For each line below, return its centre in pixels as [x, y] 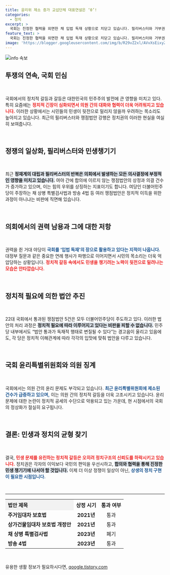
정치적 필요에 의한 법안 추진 [45, 296]
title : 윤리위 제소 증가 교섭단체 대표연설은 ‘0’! [51, 10]
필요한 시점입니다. [28, 476]
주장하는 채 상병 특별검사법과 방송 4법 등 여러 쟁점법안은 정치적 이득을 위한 [88, 193]
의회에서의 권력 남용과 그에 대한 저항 [58, 227]
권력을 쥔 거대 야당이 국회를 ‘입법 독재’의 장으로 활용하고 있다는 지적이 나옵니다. [83, 250]
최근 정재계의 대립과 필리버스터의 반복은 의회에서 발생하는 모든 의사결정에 [77, 174]
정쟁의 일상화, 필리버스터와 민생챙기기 [61, 151]
